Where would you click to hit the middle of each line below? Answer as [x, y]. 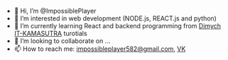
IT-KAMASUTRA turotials [50, 33]
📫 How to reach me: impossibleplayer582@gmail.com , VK [100, 49]
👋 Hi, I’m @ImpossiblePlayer [55, 11]
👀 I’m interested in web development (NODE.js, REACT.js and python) [115, 18]
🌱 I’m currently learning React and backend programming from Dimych [118, 26]
